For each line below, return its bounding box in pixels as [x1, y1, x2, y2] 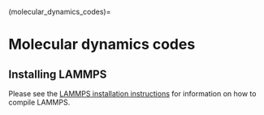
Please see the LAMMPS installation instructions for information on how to [8, 89, 257, 98]
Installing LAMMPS [8, 67, 107, 81]
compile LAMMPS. [8, 97, 71, 107]
